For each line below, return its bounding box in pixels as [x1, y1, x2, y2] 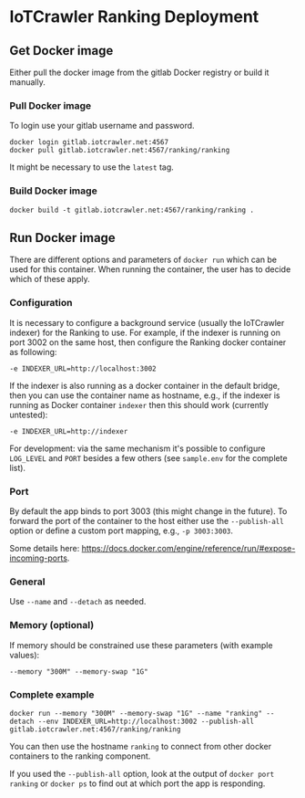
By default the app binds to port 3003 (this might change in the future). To [9, 506, 288, 517]
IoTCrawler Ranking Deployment [9, 6, 259, 27]
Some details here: [9, 543, 80, 553]
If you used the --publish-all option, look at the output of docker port [9, 768, 275, 779]
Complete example [9, 688, 95, 700]
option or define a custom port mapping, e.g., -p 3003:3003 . [9, 525, 234, 536]
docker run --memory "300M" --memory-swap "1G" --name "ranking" [9, 709, 262, 718]
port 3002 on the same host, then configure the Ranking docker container [9, 336, 287, 348]
